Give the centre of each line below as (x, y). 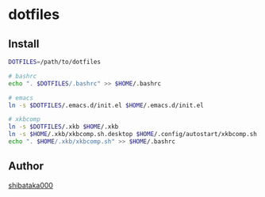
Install (24, 44)
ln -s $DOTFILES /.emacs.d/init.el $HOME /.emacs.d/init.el (106, 105)
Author (26, 167)
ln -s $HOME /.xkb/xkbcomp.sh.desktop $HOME (81, 134)
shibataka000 (31, 185)
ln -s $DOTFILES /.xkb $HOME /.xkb (63, 127)
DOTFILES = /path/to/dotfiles (55, 62)
